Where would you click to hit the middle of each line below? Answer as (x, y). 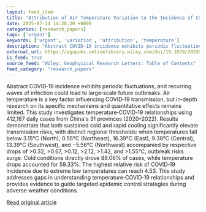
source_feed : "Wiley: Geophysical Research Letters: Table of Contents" (101, 63)
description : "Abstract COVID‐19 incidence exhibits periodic (87, 47)
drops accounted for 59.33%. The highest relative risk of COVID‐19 (91, 165)
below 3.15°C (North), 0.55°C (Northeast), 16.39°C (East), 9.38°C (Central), (101, 138)
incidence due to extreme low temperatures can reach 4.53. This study (96, 171)
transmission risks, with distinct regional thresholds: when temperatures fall (102, 132)
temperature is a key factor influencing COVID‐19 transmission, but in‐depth (102, 99)
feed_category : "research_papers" (51, 69)
